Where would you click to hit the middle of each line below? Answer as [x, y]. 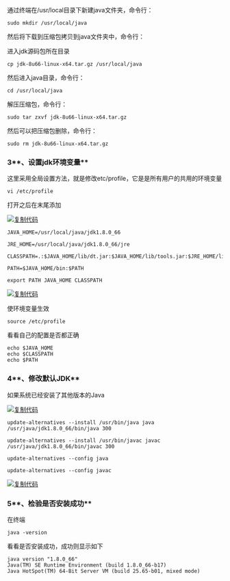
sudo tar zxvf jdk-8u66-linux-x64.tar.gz [67, 117]
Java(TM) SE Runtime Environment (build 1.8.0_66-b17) [87, 565]
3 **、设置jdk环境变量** [48, 162]
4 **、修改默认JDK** [43, 379]
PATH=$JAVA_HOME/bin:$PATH [46, 269]
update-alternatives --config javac [59, 470]
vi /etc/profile [30, 191]
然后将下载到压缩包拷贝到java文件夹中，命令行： [76, 37]
